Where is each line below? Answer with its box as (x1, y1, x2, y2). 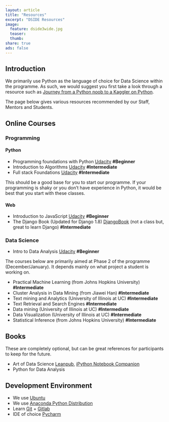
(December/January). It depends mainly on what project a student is (5, 264, 149, 270)
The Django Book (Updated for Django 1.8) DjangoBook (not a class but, (12, 218, 164, 225)
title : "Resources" (5, 12, 47, 17)
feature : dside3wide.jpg (10, 27, 63, 32)
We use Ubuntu (12, 395, 46, 401)
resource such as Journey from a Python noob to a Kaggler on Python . (5, 89, 154, 95)
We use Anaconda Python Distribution (12, 400, 93, 407)
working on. (5, 269, 31, 275)
